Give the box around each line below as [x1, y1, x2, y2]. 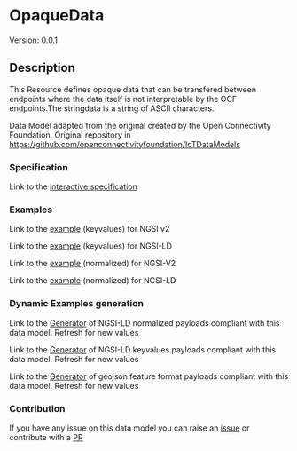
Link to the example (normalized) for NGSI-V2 [9, 258, 176, 269]
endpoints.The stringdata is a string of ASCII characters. [9, 103, 215, 114]
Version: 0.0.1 [9, 35, 58, 45]
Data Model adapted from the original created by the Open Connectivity [9, 120, 272, 131]
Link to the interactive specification [9, 181, 137, 192]
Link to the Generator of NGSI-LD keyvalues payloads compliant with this [9, 344, 277, 355]
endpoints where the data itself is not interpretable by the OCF [9, 93, 238, 104]
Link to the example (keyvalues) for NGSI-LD [9, 241, 173, 251]
